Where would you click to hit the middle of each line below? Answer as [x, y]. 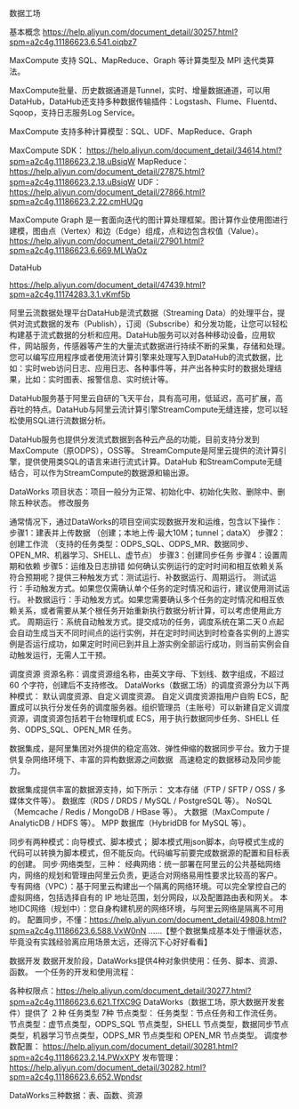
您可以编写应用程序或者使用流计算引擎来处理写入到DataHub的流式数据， [142, 357]
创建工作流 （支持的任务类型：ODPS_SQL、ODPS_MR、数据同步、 [131, 544]
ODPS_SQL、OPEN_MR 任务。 [80, 729]
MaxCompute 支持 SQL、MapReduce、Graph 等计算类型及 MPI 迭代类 [138, 60]
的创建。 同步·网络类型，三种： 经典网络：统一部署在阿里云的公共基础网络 [145, 864]
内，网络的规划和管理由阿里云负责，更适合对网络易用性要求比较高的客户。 [145, 875]
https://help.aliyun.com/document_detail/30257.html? [140, 32]
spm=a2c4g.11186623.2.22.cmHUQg [77, 201]
